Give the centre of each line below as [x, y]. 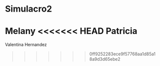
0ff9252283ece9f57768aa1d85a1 [123, 54]
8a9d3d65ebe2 [105, 59]
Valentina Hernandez [26, 45]
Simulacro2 [29, 9]
